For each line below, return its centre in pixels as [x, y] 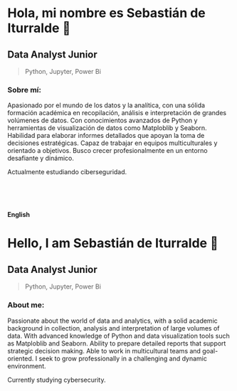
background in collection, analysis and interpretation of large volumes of [114, 328]
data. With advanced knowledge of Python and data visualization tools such [118, 336]
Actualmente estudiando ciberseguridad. [67, 172]
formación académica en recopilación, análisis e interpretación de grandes [117, 113]
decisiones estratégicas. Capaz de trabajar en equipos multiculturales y [112, 143]
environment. [27, 366]
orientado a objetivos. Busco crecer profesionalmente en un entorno [107, 151]
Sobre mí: [24, 90]
